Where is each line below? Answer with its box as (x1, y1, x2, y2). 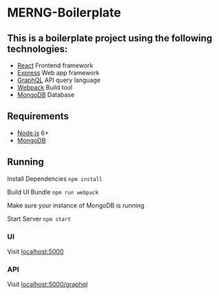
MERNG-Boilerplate (7, 5, 122, 21)
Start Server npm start (7, 214, 71, 223)
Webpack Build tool (17, 83, 73, 91)
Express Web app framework (17, 69, 100, 77)
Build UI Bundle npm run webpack (7, 187, 99, 196)
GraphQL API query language (17, 76, 101, 84)
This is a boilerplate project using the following (7, 32, 213, 44)
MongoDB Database (17, 91, 74, 99)
